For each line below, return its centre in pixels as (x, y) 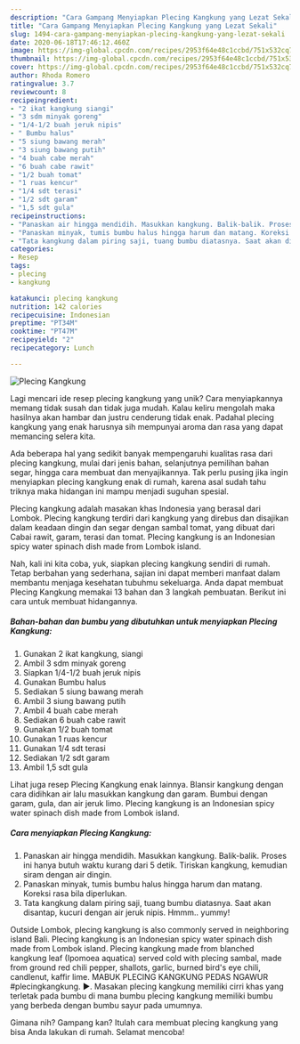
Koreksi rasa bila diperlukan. (75, 893)
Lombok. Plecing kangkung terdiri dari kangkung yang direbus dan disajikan (149, 518)
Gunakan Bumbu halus (65, 682)
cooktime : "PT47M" (44, 332)
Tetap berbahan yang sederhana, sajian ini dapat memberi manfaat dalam (146, 573)
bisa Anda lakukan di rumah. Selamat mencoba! (97, 1032)
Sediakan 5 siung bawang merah (83, 692)
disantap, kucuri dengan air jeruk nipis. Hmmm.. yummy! (126, 912)
